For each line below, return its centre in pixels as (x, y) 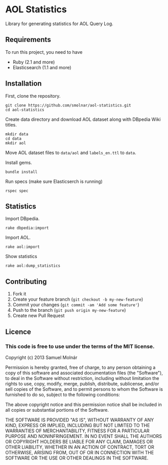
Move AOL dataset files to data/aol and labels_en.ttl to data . (71, 153)
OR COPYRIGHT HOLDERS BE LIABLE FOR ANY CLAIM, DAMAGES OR (79, 441)
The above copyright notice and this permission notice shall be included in (83, 404)
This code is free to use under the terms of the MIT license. (80, 346)
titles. (11, 124)
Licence (18, 332)
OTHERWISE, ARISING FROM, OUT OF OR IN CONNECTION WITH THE (80, 452)
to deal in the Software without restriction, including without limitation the (82, 378)
